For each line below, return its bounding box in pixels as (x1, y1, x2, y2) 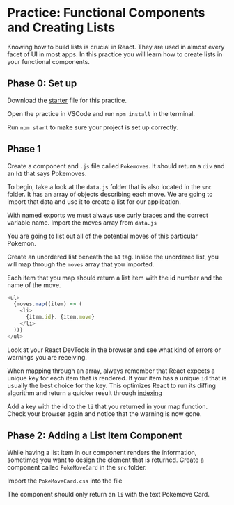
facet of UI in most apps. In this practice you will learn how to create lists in (7, 50, 223, 58)
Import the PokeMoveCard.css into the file (7, 476, 123, 485)
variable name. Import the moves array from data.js (7, 218, 157, 227)
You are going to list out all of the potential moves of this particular (7, 232, 198, 240)
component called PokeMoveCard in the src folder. (7, 463, 147, 471)
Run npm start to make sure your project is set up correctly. (7, 123, 179, 131)
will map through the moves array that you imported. (7, 259, 155, 268)
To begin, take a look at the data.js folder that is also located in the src (7, 182, 212, 191)
